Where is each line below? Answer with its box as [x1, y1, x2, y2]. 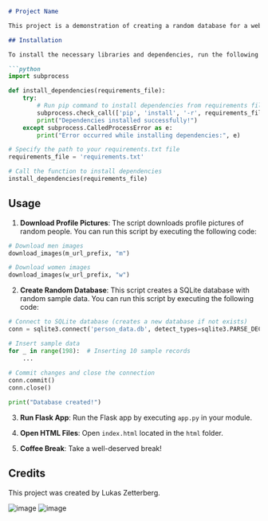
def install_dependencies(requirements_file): [8, 87, 166, 95]
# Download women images [8, 264, 91, 272]
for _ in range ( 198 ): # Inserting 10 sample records [8, 347, 191, 355]
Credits [8, 467, 46, 480]
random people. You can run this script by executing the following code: [19, 226, 257, 236]
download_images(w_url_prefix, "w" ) [8, 271, 130, 279]
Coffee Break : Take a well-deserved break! [19, 443, 162, 453]
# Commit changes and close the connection [8, 369, 156, 378]
